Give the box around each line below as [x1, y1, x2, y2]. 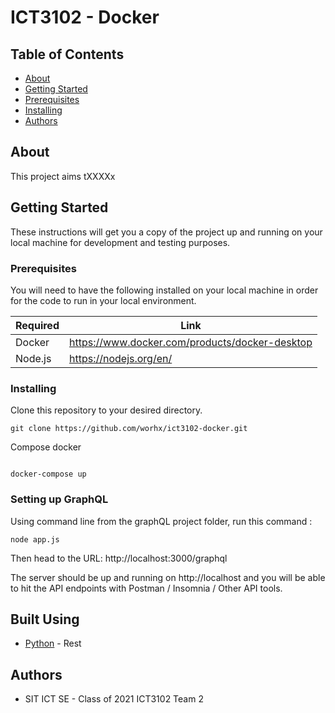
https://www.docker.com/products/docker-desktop [68, 335, 313, 349]
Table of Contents [10, 46, 125, 63]
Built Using [10, 611, 80, 628]
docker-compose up [10, 469, 87, 480]
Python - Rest [24, 637, 82, 650]
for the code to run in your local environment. [10, 294, 197, 306]
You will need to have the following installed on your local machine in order [10, 284, 319, 296]
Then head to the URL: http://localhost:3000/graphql [10, 552, 228, 564]
